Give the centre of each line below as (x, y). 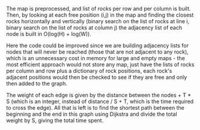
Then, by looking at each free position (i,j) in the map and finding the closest (100, 15)
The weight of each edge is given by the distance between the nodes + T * (99, 95)
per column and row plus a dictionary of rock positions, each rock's (89, 71)
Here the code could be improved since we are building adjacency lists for (98, 45)
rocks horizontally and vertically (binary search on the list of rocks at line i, (98, 21)
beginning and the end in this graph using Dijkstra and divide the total (92, 114)
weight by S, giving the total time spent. (55, 120)
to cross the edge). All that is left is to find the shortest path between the (95, 108)
